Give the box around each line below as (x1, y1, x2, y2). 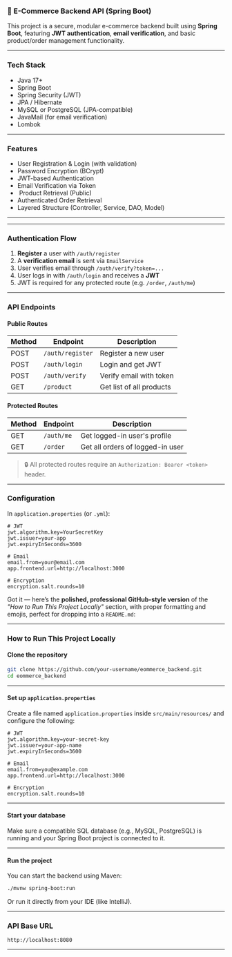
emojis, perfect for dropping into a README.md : (7, 610, 136, 618)
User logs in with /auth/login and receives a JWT (17, 271, 160, 280)
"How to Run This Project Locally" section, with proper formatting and (7, 602, 206, 610)
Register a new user (99, 349, 164, 358)
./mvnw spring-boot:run (7, 885, 76, 892)
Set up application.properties (7, 694, 96, 702)
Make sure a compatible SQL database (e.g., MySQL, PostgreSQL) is (7, 826, 202, 835)
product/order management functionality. (7, 37, 125, 45)
